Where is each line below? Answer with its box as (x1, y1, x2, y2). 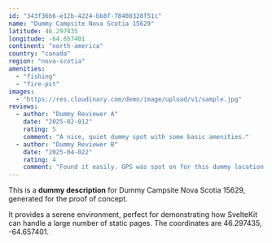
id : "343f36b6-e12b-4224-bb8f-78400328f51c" (8, 11, 162, 20)
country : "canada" (8, 50, 71, 58)
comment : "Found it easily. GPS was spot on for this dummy (23, 163, 231, 171)
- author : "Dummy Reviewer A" (15, 111, 118, 119)
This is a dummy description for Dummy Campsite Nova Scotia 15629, (8, 185, 246, 195)
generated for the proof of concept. (8, 194, 128, 204)
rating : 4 (23, 155, 57, 163)
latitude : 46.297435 (8, 27, 79, 35)
